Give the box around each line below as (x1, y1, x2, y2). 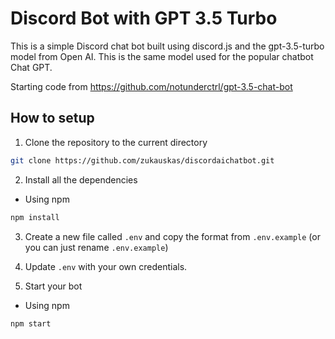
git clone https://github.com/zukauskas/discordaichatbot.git (10, 155, 275, 166)
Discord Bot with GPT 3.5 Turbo (10, 7, 278, 30)
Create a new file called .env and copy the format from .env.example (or (24, 230, 321, 242)
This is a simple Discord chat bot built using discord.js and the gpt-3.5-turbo (10, 40, 325, 52)
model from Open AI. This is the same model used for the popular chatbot (10, 50, 314, 62)
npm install (10, 212, 60, 222)
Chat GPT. (10, 61, 53, 73)
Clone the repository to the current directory (24, 136, 208, 148)
